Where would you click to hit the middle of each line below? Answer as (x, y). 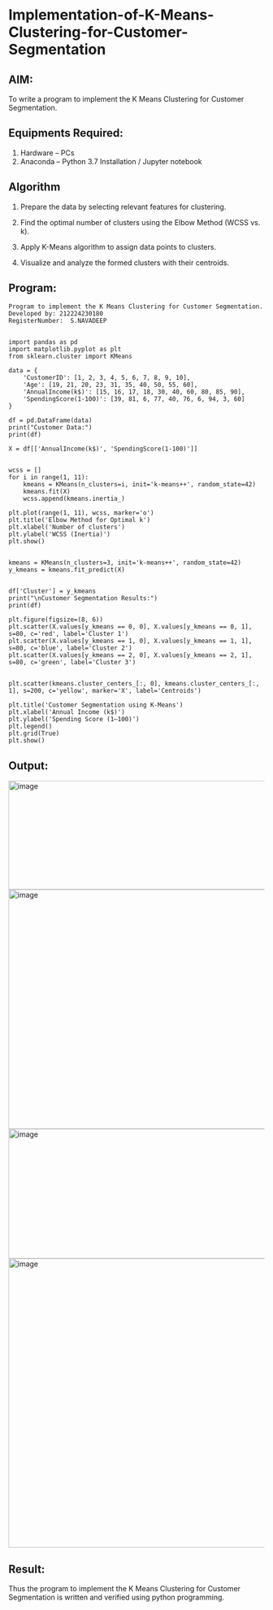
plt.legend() (30, 727)
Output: (28, 766)
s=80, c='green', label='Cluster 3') (72, 663)
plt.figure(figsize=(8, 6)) (56, 620)
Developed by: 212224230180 (56, 314)
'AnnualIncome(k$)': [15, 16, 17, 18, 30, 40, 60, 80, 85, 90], (134, 392)
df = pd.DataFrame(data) (50, 420)
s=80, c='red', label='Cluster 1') (69, 634)
